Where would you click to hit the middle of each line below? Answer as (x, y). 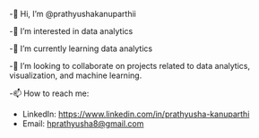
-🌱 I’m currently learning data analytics (81, 48)
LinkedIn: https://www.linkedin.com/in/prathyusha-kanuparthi (136, 114)
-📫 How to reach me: (49, 93)
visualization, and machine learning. (76, 75)
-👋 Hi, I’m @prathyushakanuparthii (73, 14)
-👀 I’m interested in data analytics (71, 31)
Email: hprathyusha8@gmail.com (83, 124)
